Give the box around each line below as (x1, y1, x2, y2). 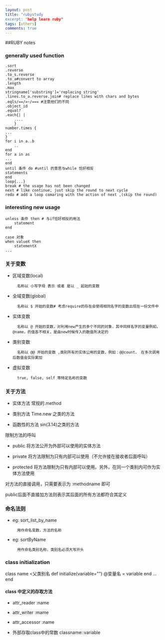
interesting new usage (5, 204, 61, 211)
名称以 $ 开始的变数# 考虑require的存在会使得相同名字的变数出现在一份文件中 (17, 304, 159, 309)
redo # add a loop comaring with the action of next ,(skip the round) (5, 192, 157, 198)
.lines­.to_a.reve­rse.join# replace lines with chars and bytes (5, 94, 140, 99)
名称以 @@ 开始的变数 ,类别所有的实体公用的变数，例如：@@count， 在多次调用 (17, 350, 160, 355)
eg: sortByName (12, 536, 46, 542)
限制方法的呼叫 (5, 432, 36, 438)
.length (5, 81, 21, 86)
